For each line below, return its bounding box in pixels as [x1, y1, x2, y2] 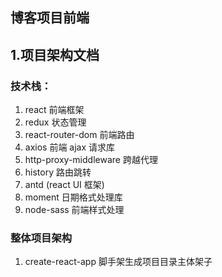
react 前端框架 [24, 104, 85, 116]
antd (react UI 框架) [24, 179, 105, 191]
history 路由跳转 [24, 166, 92, 178]
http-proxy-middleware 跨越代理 [24, 154, 158, 166]
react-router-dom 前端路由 [24, 129, 135, 141]
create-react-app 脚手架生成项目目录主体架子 [24, 256, 213, 268]
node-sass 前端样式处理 [24, 204, 125, 216]
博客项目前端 [10, 9, 90, 27]
